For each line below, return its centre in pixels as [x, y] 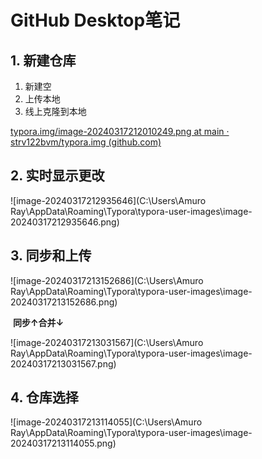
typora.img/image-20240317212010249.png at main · [120, 131]
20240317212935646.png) [65, 222]
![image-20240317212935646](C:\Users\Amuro [108, 200]
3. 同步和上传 [51, 256]
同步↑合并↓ [38, 322]
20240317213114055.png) [63, 443]
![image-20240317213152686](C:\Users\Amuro [107, 280]
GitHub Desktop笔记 [95, 20]
